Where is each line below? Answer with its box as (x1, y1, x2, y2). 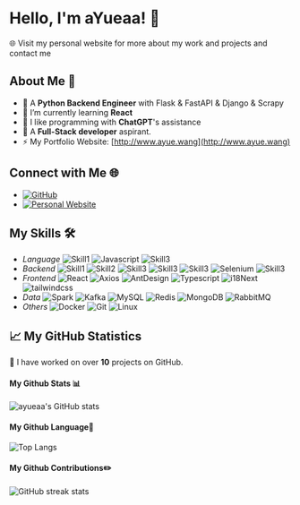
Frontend (21, 273, 56, 284)
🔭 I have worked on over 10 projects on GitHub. (9, 357, 184, 368)
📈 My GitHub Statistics (9, 329, 141, 344)
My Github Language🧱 (9, 421, 94, 432)
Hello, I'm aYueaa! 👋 (9, 8, 160, 29)
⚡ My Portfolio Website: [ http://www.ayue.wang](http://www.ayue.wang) (21, 136, 291, 147)
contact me (9, 47, 52, 58)
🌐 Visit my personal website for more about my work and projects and (9, 38, 268, 48)
